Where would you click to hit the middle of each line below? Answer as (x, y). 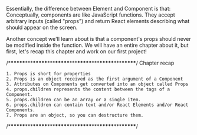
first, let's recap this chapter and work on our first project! (76, 52)
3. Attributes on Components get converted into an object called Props (97, 84)
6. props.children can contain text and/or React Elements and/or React (97, 105)
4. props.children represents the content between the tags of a (88, 89)
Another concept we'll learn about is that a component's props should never (98, 39)
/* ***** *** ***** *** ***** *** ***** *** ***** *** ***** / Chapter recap (90, 63)
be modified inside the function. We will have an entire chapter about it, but (97, 45)
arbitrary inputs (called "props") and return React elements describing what (98, 21)
